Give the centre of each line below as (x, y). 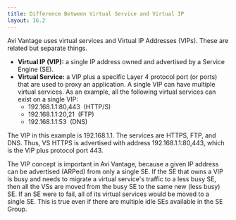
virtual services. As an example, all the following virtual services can (117, 92)
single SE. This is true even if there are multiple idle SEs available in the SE (115, 201)
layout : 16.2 (26, 20)
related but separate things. (48, 48)
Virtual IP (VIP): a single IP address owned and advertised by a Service (121, 61)
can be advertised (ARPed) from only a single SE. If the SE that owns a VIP (115, 171)
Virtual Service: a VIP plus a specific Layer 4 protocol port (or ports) (117, 77)
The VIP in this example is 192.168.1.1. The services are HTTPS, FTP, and (112, 135)
